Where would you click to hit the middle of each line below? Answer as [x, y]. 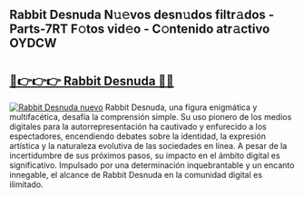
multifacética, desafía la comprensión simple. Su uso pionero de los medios [151, 117]
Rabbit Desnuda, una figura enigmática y [181, 107]
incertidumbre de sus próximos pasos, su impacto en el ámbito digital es [145, 155]
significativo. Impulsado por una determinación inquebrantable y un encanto [152, 165]
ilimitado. [26, 184]
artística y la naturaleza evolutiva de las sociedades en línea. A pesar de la [148, 146]
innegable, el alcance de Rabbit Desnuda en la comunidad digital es [136, 175]
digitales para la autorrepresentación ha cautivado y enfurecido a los [138, 127]
